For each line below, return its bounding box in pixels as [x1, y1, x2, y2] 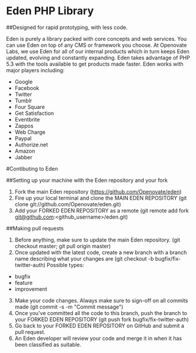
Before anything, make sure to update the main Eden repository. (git [14, 236, 181, 243]
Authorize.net [14, 141, 49, 148]
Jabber [14, 153, 33, 161]
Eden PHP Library [6, 4, 94, 18]
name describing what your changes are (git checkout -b [14, 255, 154, 262]
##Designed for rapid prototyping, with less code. [6, 24, 128, 31]
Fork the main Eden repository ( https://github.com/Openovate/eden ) [14, 188, 182, 195]
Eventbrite [14, 115, 40, 123]
